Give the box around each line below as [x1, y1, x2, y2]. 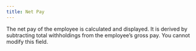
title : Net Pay [6, 8, 45, 15]
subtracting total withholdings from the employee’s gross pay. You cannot [6, 31, 190, 39]
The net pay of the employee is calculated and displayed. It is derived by [6, 25, 188, 32]
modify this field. [6, 38, 49, 45]
